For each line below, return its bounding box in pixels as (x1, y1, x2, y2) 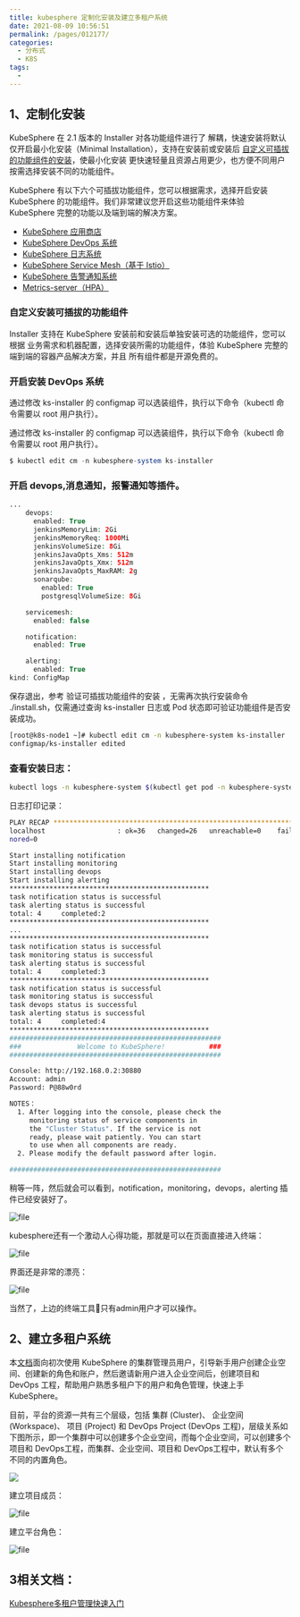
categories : (9, 38, 54, 47)
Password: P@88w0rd (9, 1083, 82, 1092)
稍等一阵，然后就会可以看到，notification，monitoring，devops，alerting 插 (9, 1182, 288, 1193)
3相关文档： (9, 1572, 76, 1587)
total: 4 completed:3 (9, 967, 105, 976)
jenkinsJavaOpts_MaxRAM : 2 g (32, 567, 138, 576)
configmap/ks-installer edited (9, 739, 126, 748)
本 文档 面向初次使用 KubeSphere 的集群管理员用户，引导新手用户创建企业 (9, 1357, 279, 1367)
